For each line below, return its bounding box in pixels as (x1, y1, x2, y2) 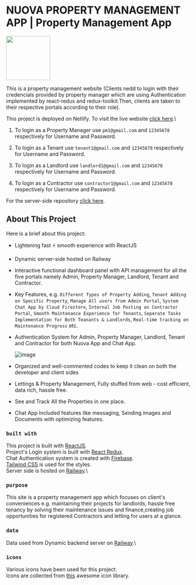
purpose (6, 481, 28, 488)
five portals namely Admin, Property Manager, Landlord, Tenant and (14, 273, 179, 280)
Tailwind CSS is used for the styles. (6, 461, 92, 468)
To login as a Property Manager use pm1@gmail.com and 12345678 (14, 126, 170, 133)
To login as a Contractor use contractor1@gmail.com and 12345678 (14, 179, 173, 186)
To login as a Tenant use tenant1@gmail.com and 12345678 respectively (14, 144, 184, 151)
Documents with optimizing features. (14, 415, 104, 422)
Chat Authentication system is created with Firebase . (6, 455, 134, 462)
